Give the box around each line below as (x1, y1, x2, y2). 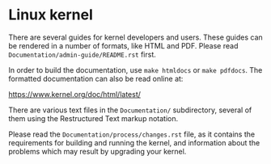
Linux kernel (8, 6, 93, 24)
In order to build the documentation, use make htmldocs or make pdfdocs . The (8, 65, 263, 74)
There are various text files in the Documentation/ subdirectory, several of (8, 105, 252, 115)
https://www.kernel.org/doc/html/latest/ (8, 89, 142, 99)
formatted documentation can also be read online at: (8, 74, 184, 83)
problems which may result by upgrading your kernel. (8, 146, 187, 156)
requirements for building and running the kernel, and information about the (8, 137, 260, 147)
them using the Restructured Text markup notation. (8, 113, 179, 123)
